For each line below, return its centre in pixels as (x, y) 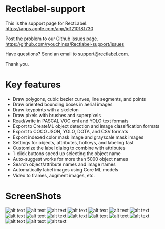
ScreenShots (33, 196)
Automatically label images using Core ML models (66, 169)
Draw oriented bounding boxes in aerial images (63, 104)
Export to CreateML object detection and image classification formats (86, 126)
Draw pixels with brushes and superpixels (57, 115)
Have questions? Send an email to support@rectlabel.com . (67, 54)
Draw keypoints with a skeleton (46, 110)
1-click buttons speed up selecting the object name (67, 153)
